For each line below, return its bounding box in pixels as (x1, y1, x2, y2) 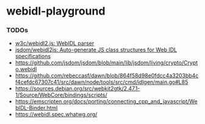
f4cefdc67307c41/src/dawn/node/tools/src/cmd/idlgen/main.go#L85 (15, 78, 189, 86)
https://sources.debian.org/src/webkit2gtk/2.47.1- (15, 85, 140, 92)
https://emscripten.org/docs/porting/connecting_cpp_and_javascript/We (15, 98, 198, 105)
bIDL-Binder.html (15, 105, 58, 112)
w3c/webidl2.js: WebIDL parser (15, 40, 95, 47)
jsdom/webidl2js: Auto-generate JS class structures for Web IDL (15, 46, 178, 53)
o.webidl (15, 66, 37, 73)
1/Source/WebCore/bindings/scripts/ (15, 91, 108, 98)
